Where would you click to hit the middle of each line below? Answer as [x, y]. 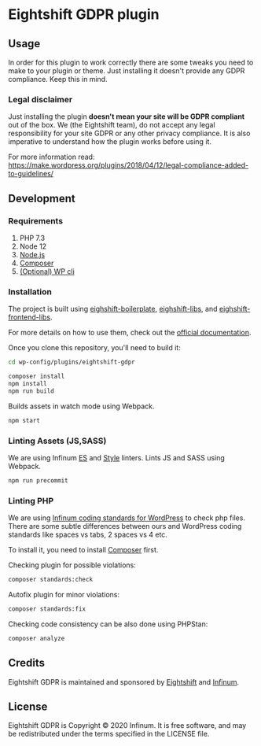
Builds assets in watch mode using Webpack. [81, 406]
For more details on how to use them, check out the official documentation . [130, 333]
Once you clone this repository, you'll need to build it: [94, 348]
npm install [28, 384]
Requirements [36, 220]
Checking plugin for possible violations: [72, 565]
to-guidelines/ [31, 174]
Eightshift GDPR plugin [84, 15]
